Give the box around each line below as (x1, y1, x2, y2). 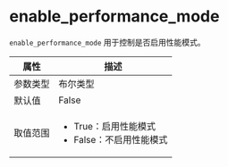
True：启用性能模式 (73, 120, 156, 132)
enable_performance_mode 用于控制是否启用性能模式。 (9, 37, 206, 47)
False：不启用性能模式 (73, 133, 168, 146)
